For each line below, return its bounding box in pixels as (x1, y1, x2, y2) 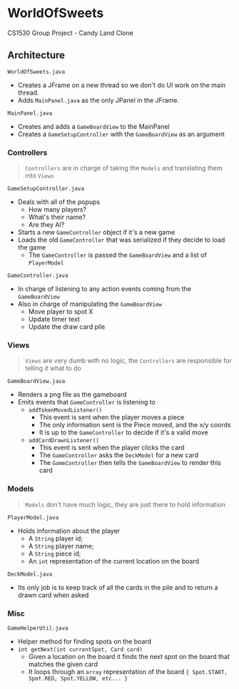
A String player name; (28, 541, 94, 550)
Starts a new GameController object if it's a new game (17, 228, 176, 237)
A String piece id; (28, 549, 81, 558)
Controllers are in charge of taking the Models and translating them (24, 164, 223, 173)
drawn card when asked (17, 591, 89, 599)
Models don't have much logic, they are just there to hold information (24, 500, 226, 509)
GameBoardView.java (7, 378, 66, 385)
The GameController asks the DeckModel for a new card (39, 451, 198, 459)
